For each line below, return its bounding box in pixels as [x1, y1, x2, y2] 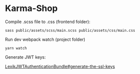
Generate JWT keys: [5, 54, 46, 60]
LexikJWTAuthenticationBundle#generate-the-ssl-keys [5, 63, 115, 69]
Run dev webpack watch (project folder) [5, 37, 86, 42]
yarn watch [5, 46, 27, 50]
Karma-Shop [5, 3, 58, 14]
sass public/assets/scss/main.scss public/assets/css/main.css [5, 28, 136, 33]
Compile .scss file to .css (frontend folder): [5, 19, 91, 25]
